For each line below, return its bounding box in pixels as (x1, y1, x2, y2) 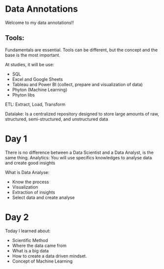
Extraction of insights (12, 189, 55, 195)
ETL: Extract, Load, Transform (5, 101, 66, 107)
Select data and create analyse (12, 195, 75, 200)
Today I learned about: (5, 228, 50, 234)
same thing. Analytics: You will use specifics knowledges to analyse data (5, 154, 152, 160)
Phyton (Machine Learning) (12, 87, 68, 93)
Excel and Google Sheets (12, 76, 63, 82)
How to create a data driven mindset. (12, 253, 87, 259)
